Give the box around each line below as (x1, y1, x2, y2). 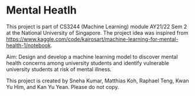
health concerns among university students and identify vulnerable (6, 59, 170, 67)
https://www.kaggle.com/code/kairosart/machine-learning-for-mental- (6, 35, 178, 42)
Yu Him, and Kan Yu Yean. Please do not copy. (6, 83, 119, 90)
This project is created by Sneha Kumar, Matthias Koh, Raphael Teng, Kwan (6, 77, 189, 84)
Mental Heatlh (6, 4, 77, 17)
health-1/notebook (6, 42, 51, 49)
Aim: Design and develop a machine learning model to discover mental (6, 53, 178, 60)
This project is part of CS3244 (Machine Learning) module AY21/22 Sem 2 (6, 23, 187, 30)
